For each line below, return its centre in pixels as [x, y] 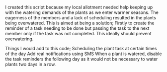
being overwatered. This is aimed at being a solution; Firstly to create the [80, 23]
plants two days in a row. [31, 64]
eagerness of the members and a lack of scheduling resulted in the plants [81, 18]
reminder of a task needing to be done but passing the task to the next [77, 28]
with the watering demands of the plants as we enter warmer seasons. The [82, 12]
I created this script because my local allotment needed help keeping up [79, 7]
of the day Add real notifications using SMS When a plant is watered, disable [83, 54]
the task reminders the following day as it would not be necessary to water [82, 59]
